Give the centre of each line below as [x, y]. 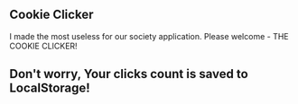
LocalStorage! [50, 88]
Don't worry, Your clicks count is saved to [129, 74]
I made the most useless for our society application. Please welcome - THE [149, 36]
